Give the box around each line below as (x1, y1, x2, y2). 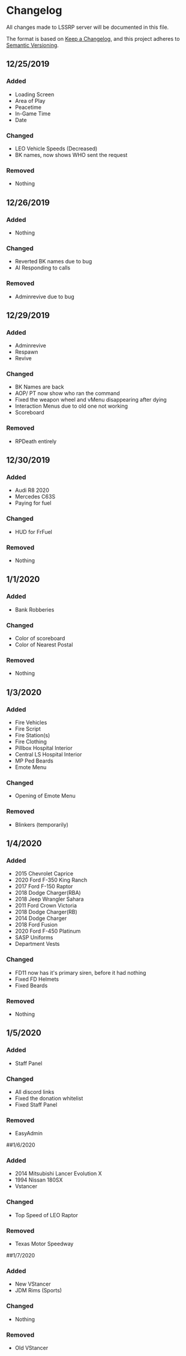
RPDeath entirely (14, 437, 57, 445)
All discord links (14, 1088, 55, 1095)
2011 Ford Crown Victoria (14, 902, 77, 909)
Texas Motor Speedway (14, 1240, 74, 1248)
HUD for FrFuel (14, 528, 53, 535)
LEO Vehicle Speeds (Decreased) (14, 145, 98, 152)
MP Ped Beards (14, 757, 54, 764)
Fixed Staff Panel (14, 1101, 58, 1108)
